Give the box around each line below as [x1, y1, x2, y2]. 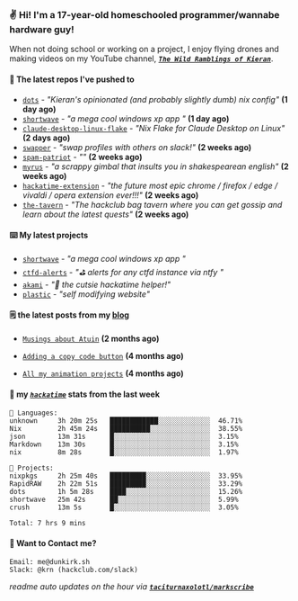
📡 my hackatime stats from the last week [9, 389, 160, 399]
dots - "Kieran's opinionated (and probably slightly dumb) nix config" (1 [22, 94, 288, 104]
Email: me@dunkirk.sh [9, 558, 91, 567]
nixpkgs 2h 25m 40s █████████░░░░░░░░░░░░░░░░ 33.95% [9, 471, 243, 480]
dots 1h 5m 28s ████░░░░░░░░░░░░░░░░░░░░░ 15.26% [9, 488, 243, 497]
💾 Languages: [9, 408, 58, 417]
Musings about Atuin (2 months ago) [22, 333, 160, 344]
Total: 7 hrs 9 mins [9, 519, 87, 528]
